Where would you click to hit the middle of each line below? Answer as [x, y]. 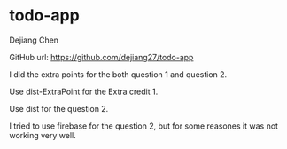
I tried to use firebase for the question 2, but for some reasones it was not [144, 126]
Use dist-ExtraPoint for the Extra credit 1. [84, 91]
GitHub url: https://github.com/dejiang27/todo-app [101, 57]
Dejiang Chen [34, 40]
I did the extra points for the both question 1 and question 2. [118, 74]
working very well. [43, 135]
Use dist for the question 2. [59, 108]
